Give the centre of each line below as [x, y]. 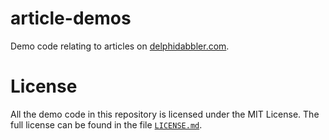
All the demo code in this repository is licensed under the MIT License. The [165, 114]
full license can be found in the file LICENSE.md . [106, 124]
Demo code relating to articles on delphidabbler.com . [120, 46]
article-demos [71, 18]
